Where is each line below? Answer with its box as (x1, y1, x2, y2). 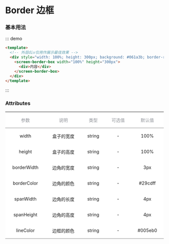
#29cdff (139, 180, 156, 187)
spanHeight (13, 212, 38, 218)
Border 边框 (5, 5, 54, 16)
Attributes (5, 100, 31, 107)
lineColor (16, 227, 35, 233)
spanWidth (14, 196, 37, 202)
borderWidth (12, 164, 39, 170)
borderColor (13, 180, 38, 187)
